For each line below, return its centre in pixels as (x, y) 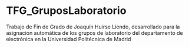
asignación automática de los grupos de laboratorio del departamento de (95, 32)
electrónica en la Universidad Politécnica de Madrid (69, 39)
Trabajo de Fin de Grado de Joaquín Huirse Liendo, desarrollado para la (93, 27)
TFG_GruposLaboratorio (66, 11)
